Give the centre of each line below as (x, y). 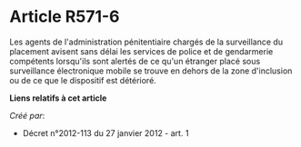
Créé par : (27, 115)
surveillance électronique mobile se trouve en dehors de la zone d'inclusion (151, 71)
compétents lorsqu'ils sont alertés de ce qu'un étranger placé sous (135, 61)
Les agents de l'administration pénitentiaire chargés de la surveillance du (146, 42)
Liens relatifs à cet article (58, 98)
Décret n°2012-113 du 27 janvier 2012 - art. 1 (105, 132)
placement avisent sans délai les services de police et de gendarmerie (141, 51)
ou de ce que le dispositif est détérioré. (83, 80)
